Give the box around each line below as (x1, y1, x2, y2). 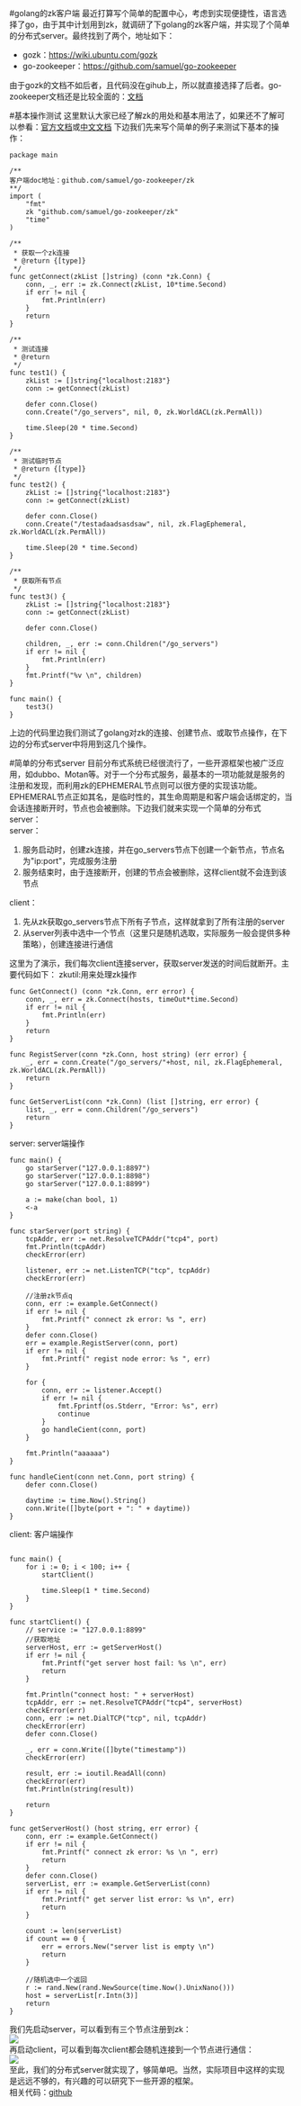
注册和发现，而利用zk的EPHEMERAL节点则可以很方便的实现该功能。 (9, 780, 262, 790)
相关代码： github (9, 2087, 73, 2097)
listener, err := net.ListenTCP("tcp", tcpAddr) (25, 1266, 211, 1275)
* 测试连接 (13, 345, 49, 354)
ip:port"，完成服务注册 (34, 856, 118, 866)
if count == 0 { (25, 1934, 87, 1943)
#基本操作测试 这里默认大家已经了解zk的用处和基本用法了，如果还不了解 (9, 111, 278, 121)
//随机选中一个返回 (25, 1975, 88, 1984)
